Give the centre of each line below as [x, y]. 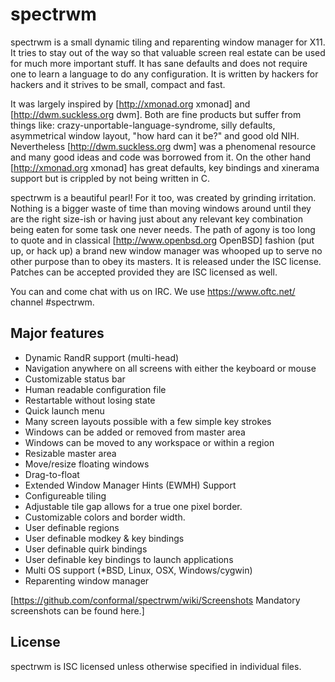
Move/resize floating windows [87, 464]
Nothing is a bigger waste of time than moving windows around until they [161, 208]
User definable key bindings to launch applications [129, 559]
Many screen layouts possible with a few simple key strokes [148, 421]
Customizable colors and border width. [105, 517]
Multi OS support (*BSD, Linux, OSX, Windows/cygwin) [138, 570]
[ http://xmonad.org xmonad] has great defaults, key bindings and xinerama [165, 167]
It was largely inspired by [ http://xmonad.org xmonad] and [130, 104]
